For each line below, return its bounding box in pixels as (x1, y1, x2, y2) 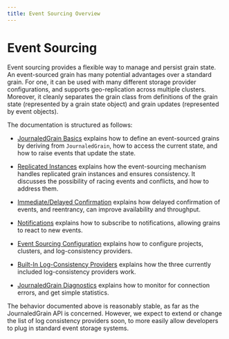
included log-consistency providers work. (17, 268, 136, 276)
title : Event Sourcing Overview (7, 10, 100, 17)
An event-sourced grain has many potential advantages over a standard (7, 70, 212, 78)
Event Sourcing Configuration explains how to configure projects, (17, 239, 204, 247)
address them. (17, 184, 59, 193)
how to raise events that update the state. (17, 148, 136, 157)
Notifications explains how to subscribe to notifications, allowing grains (17, 218, 221, 227)
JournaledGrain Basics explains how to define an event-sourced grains (17, 134, 220, 142)
